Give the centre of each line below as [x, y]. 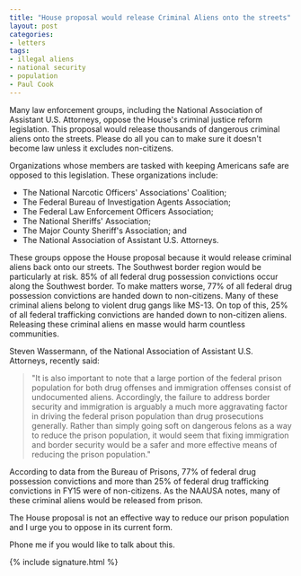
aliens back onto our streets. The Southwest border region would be [136, 266]
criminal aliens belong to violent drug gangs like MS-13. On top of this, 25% [149, 305]
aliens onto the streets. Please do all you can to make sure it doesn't [136, 138]
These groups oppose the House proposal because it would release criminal [150, 257]
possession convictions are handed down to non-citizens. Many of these [144, 295]
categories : [31, 34]
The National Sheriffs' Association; [86, 221]
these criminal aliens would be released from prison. [106, 500]
